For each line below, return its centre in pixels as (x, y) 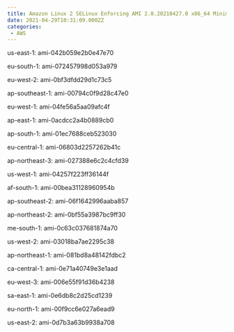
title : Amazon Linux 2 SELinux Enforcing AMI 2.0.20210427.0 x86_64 (109, 14)
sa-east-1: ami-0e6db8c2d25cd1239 (60, 296)
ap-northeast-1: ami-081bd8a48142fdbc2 (67, 255)
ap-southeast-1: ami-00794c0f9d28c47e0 (68, 93)
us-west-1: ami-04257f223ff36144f (58, 174)
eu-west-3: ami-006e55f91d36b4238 (61, 282)
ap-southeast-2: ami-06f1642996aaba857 (68, 201)
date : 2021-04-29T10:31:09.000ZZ (56, 20)
